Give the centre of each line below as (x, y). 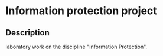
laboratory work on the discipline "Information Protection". (76, 47)
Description (27, 33)
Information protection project (81, 11)
